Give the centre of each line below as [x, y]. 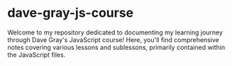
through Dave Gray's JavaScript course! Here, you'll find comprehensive [114, 39]
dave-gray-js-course [71, 13]
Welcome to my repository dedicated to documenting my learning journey [115, 32]
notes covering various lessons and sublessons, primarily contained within [116, 47]
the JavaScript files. [37, 55]
